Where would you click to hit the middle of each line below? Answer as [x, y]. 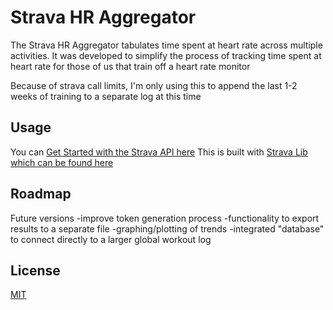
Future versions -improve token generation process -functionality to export [165, 218]
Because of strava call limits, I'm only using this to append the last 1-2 [154, 85]
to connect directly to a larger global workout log [111, 239]
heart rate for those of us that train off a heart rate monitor [130, 66]
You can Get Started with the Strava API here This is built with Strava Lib [159, 152]
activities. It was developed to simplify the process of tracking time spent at [166, 55]
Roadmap [41, 194]
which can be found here [62, 162]
